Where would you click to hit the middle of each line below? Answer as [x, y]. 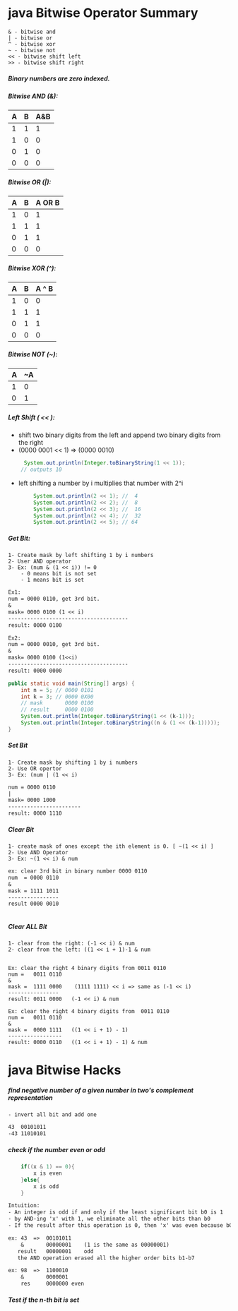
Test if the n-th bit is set [44, 1300]
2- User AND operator [40, 562]
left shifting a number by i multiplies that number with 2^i [101, 483]
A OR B [48, 203]
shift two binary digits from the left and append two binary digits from [119, 435]
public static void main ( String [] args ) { [71, 683]
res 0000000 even [52, 1284]
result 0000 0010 [34, 904]
